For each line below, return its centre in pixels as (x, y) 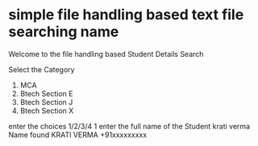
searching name (64, 32)
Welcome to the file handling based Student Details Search (106, 54)
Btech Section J (46, 102)
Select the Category (42, 69)
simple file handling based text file (126, 15)
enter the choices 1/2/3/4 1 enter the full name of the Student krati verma (129, 126)
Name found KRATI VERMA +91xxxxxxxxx (78, 135)
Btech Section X (47, 111)
